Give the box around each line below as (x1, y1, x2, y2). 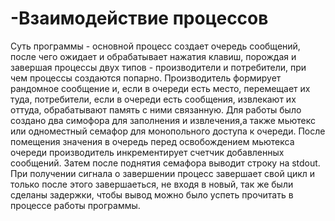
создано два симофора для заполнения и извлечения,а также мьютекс (10, 114, 316, 126)
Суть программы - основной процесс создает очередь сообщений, (10, 40, 301, 52)
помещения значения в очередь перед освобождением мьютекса (10, 135, 295, 147)
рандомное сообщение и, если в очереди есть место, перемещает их (10, 82, 311, 94)
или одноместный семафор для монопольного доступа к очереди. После (10, 125, 326, 137)
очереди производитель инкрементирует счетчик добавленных (10, 146, 285, 158)
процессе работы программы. (10, 199, 141, 211)
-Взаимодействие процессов (10, 7, 269, 30)
